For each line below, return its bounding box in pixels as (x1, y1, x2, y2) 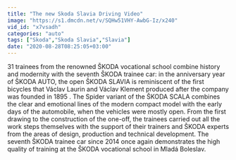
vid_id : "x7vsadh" (7, 23, 61, 30)
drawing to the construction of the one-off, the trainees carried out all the (7, 115, 221, 123)
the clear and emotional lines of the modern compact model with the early (7, 100, 223, 108)
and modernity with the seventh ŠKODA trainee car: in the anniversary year (7, 70, 225, 78)
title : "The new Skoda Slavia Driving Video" (7, 10, 143, 18)
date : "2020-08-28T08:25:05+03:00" (7, 43, 112, 50)
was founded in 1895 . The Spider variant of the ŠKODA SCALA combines (7, 92, 221, 101)
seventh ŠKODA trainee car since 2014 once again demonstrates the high (7, 137, 221, 145)
